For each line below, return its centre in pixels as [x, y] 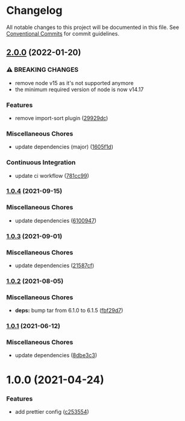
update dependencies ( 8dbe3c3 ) [56, 355]
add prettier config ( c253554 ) [52, 411]
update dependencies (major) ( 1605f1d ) [64, 147]
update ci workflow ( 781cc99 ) [52, 176]
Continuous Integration [41, 162]
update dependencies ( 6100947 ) [56, 220]
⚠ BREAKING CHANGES [42, 70]
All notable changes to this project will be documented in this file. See [93, 27]
